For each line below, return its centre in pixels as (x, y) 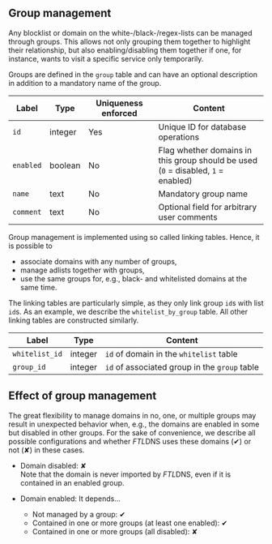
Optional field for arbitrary (208, 207)
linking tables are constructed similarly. (74, 320)
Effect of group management (83, 396)
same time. (38, 287)
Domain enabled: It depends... (70, 499)
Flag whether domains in (205, 150)
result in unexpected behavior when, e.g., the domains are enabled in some (134, 424)
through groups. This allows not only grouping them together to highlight (130, 41)
